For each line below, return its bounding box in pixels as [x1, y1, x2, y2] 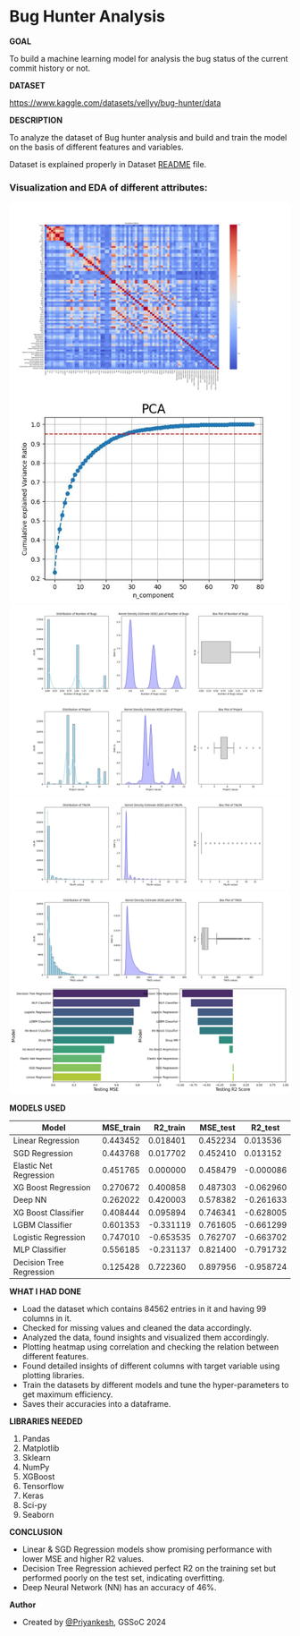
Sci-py [21, 1500, 47, 1511]
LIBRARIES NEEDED [9, 1416, 83, 1427]
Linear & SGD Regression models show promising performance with [21, 1544, 272, 1555]
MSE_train [102, 1122, 141, 1133]
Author [9, 1599, 37, 1610]
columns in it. [21, 1313, 72, 1324]
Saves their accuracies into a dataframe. [21, 1399, 171, 1410]
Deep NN [12, 1195, 47, 1206]
